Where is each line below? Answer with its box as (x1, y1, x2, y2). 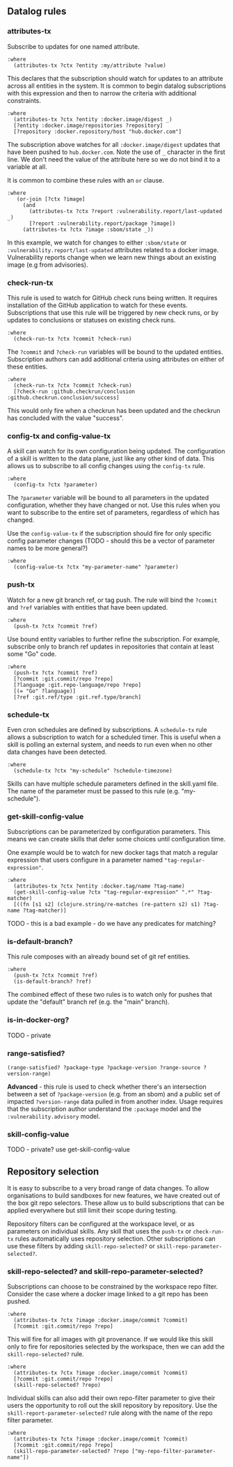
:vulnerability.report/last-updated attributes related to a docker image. (7, 245, 219, 254)
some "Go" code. (7, 649, 57, 658)
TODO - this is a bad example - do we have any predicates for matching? (7, 919, 216, 928)
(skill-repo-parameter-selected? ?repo (13, 1448, 129, 1455)
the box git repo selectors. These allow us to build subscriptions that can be (7, 1199, 225, 1207)
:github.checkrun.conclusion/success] (7, 394, 120, 401)
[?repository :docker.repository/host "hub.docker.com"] (13, 128, 182, 135)
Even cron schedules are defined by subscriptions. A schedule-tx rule (7, 725, 207, 733)
